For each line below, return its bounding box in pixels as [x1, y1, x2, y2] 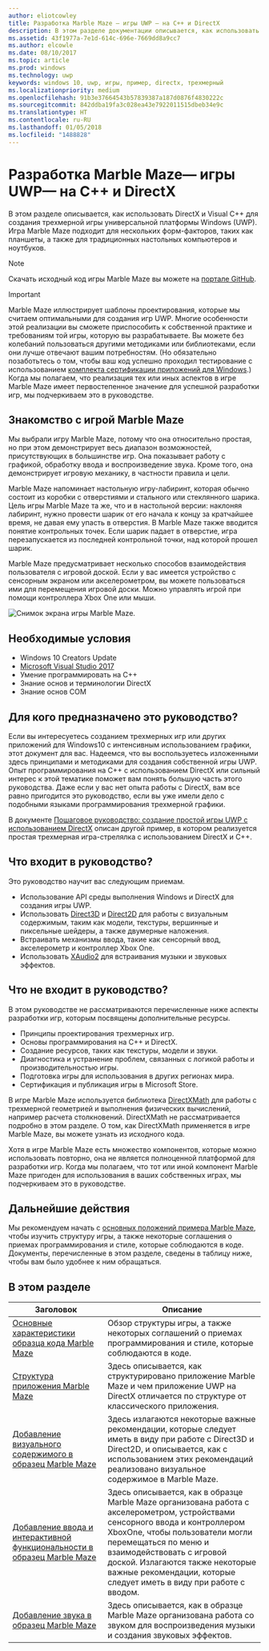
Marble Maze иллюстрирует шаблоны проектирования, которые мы [8, 305, 240, 315]
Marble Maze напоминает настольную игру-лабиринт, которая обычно [8, 484, 250, 493]
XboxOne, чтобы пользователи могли [107, 1527, 253, 1538]
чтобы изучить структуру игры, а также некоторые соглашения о [8, 1231, 232, 1241]
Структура [12, 1371, 54, 1382]
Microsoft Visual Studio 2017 [19, 661, 114, 671]
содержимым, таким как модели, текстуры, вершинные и [19, 918, 219, 927]
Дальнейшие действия [8, 1202, 130, 1215]
